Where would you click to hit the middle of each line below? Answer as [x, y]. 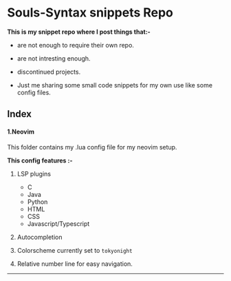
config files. [34, 92]
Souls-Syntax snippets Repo [90, 13]
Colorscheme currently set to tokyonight [75, 250]
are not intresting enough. [54, 58]
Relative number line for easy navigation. [75, 264]
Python [37, 202]
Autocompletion [40, 237]
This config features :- [40, 160]
